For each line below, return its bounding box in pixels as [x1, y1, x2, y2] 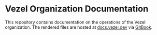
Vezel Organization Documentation [5, 3, 149, 14]
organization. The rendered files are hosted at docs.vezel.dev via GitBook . [5, 24, 153, 30]
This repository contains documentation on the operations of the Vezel [5, 19, 146, 25]
